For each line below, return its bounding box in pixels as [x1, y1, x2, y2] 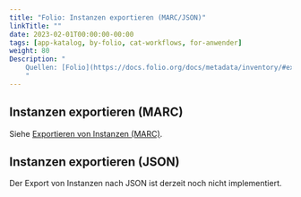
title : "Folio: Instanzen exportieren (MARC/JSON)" [9, 13, 206, 22]
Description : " [9, 55, 66, 64]
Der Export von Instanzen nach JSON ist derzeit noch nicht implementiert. [9, 178, 282, 189]
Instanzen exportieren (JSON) [9, 154, 180, 169]
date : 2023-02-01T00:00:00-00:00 [9, 30, 134, 39]
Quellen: [25, 64, 58, 73]
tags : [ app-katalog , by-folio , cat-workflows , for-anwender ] [9, 38, 243, 47]
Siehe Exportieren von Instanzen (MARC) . [9, 128, 163, 139]
